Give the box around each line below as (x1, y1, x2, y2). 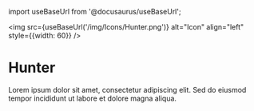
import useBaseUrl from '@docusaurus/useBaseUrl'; (8, 7, 181, 16)
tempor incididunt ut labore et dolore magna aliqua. (8, 93, 177, 103)
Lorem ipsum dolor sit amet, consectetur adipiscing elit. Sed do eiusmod (8, 85, 247, 94)
